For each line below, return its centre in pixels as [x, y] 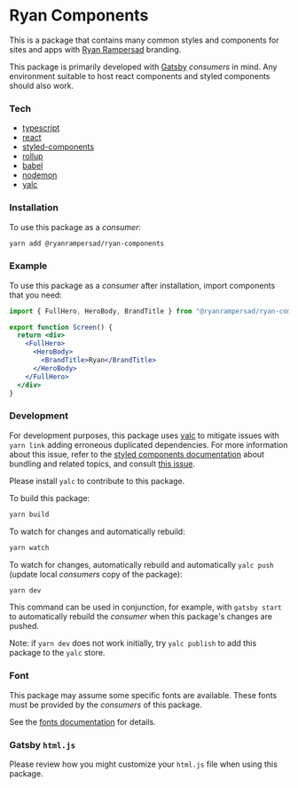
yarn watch [29, 547]
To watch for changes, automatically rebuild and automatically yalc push [142, 564]
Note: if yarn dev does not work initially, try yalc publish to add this [133, 643]
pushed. [24, 626]
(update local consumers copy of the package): [96, 574]
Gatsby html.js [43, 744]
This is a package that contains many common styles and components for [144, 40]
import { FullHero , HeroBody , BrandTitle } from [101, 311]
